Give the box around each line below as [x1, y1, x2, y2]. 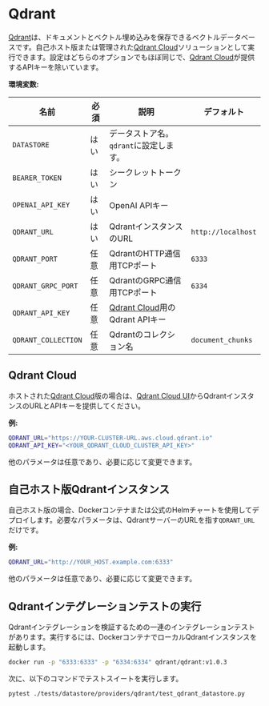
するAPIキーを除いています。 [8, 62, 103, 72]
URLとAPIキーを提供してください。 [29, 401, 146, 411]
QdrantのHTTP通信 [109, 247, 181, 259]
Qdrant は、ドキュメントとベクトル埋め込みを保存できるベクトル [8, 32, 220, 42]
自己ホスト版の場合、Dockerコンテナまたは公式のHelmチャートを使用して [8, 505, 252, 515]
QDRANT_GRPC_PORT [12, 281, 78, 291]
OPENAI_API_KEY [12, 200, 70, 209]
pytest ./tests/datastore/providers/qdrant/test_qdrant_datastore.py [8, 689, 246, 697]
